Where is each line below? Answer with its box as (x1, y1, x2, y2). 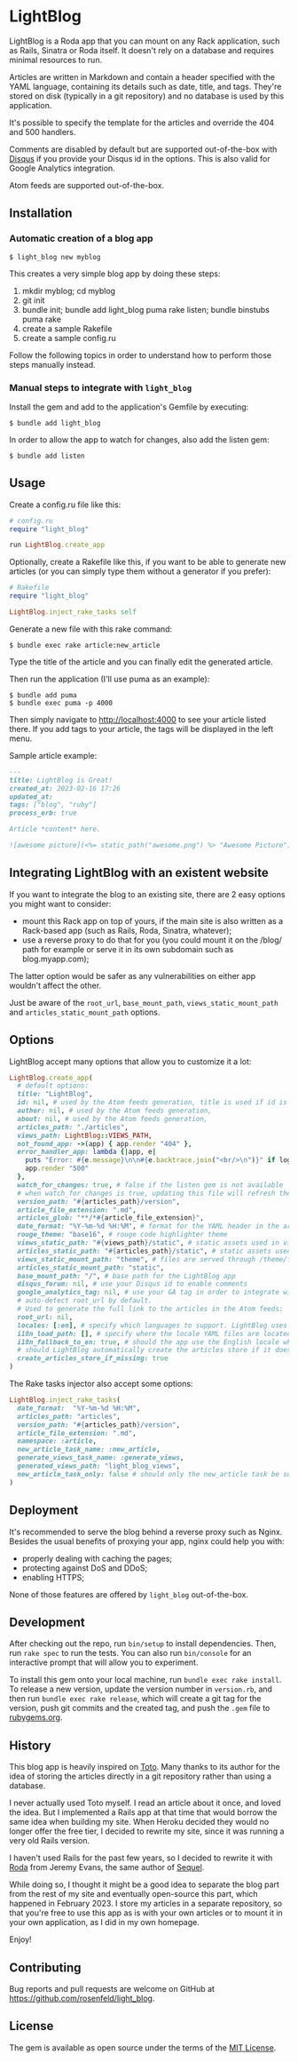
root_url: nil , (17, 1312, 74, 1321)
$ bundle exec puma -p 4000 (9, 698, 114, 707)
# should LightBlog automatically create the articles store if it (17, 1346, 272, 1355)
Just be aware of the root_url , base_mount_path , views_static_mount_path (9, 997, 278, 1007)
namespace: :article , (17, 1437, 98, 1445)
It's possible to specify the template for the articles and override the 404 (9, 117, 275, 128)
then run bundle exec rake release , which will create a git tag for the (9, 1693, 262, 1704)
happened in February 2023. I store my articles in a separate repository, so (9, 1899, 282, 1909)
